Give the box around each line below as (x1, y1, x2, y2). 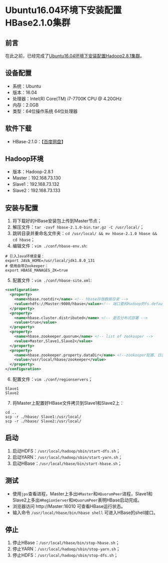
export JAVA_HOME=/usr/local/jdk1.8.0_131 (5, 258, 95, 263)
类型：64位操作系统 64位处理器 (12, 108, 78, 114)
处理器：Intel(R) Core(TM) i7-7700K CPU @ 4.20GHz (12, 96, 122, 102)
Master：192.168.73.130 (12, 175, 61, 181)
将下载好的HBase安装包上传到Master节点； (12, 218, 102, 224)
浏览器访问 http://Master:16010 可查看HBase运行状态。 (12, 503, 126, 509)
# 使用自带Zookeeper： (5, 263, 49, 268)
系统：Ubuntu (12, 83, 41, 89)
